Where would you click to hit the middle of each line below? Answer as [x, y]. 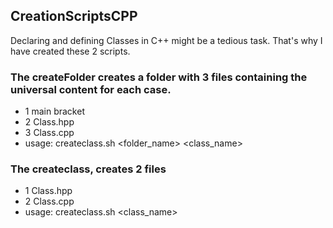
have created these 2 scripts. [70, 51]
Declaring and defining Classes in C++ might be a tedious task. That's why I [166, 40]
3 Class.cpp [49, 133]
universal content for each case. [91, 89]
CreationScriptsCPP [74, 16]
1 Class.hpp [48, 191]
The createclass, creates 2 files [88, 169]
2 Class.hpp [49, 122]
